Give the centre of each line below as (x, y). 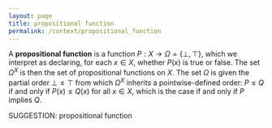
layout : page (30, 16)
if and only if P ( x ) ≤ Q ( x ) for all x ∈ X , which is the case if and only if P (127, 91)
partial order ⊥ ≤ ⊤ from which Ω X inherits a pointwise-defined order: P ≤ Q (136, 82)
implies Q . (25, 100)
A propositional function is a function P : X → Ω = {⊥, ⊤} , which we (123, 54)
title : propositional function (61, 23)
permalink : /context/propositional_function (85, 31)
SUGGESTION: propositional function (70, 115)
